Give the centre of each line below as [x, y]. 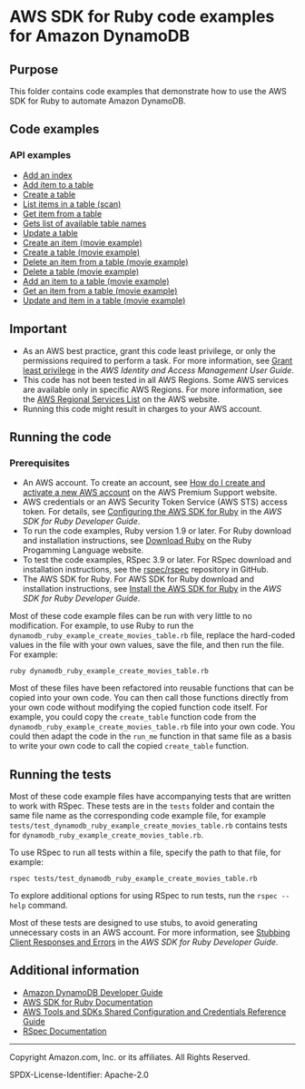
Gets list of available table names [84, 223]
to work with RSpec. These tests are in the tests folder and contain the [142, 806]
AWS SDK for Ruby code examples [142, 17]
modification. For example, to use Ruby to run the [102, 626]
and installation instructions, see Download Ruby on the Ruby [137, 541]
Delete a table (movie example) [81, 271]
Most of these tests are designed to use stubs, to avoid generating [133, 922]
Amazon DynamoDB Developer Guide [93, 992]
